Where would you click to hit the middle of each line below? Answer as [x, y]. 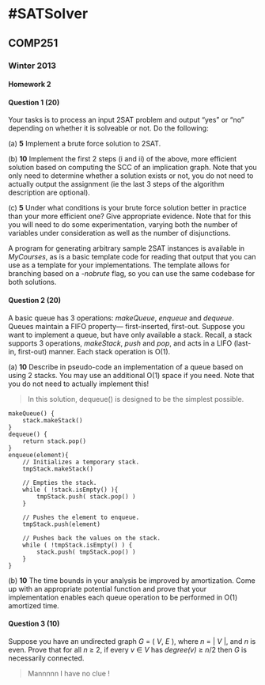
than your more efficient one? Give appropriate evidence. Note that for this [130, 216]
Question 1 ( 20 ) [34, 102]
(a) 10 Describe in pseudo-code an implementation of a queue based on [126, 367]
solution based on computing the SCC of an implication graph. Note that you [132, 168]
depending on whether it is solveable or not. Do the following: [108, 128]
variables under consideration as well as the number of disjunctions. [119, 233]
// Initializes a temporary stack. [81, 462]
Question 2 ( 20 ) [35, 300]
